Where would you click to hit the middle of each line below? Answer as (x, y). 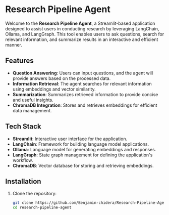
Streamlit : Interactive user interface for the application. (70, 139)
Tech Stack (23, 127)
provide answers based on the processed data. (62, 78)
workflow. (23, 160)
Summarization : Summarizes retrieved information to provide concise (85, 94)
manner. (14, 45)
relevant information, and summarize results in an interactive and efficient (82, 39)
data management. (32, 110)
